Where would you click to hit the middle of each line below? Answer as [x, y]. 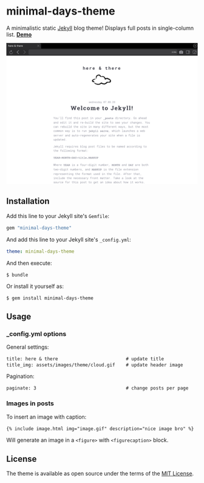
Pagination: [20, 376]
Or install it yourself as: [35, 286]
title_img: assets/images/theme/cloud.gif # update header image [95, 365]
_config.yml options [36, 334]
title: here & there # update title [85, 359]
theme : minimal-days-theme [40, 251]
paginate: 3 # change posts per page [97, 388]
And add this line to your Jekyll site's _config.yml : [69, 239]
